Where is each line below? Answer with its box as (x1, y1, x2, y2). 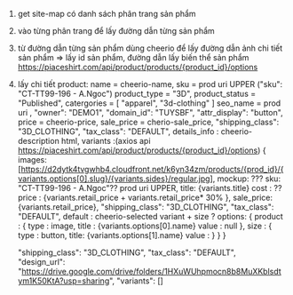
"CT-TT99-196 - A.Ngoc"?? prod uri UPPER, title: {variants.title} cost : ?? (17, 183, 282, 193)
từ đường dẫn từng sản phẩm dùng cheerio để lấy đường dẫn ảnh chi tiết (17, 43, 283, 53)
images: (17, 155, 47, 164)
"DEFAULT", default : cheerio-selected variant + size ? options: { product (17, 211, 284, 221)
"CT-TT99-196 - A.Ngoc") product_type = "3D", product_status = (17, 89, 256, 99)
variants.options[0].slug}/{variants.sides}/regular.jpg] (17, 173, 213, 184)
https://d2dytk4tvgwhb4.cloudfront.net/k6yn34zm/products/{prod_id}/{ (20, 164, 284, 174)
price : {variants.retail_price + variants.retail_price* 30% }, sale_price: (17, 192, 273, 203)
